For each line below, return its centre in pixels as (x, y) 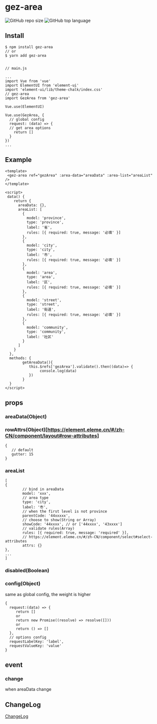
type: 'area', (41, 277)
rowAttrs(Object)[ (26, 430)
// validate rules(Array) (49, 529)
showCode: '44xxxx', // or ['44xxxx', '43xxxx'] (72, 525)
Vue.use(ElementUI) (25, 107)
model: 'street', (44, 300)
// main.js (16, 68)
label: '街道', (41, 309)
